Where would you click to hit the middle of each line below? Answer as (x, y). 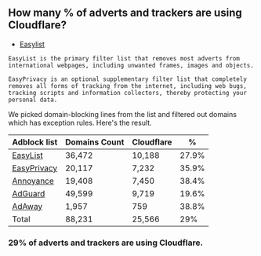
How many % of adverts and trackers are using (125, 13)
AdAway (27, 206)
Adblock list (35, 142)
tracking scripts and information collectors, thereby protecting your (127, 93)
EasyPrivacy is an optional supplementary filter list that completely (127, 79)
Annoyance (33, 181)
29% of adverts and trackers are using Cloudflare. (106, 243)
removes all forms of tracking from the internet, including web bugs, (127, 86)
